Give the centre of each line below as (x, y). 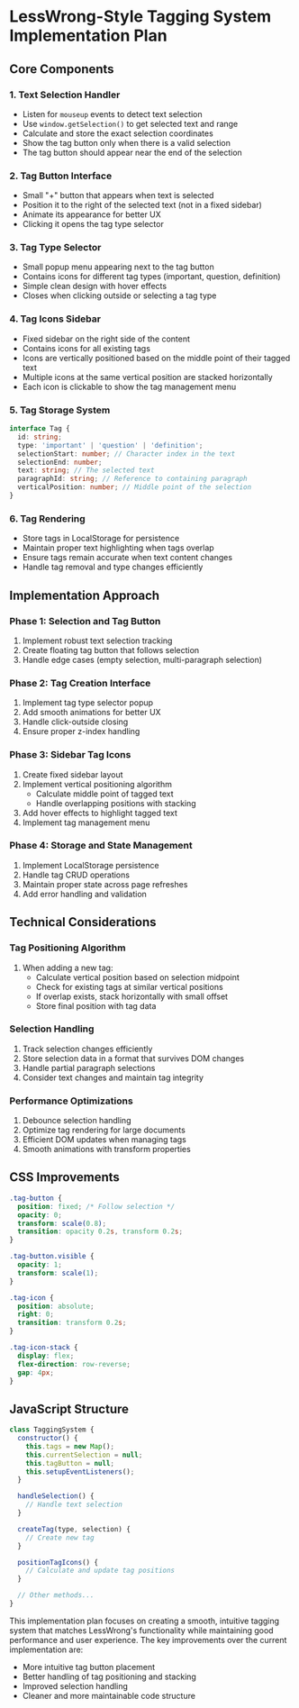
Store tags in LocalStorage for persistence (101, 539)
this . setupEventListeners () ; (80, 1472)
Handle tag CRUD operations (76, 875)
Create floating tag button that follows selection (111, 650)
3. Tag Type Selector (55, 248)
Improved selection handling (75, 1685)
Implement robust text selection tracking (97, 640)
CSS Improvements (64, 1177)
